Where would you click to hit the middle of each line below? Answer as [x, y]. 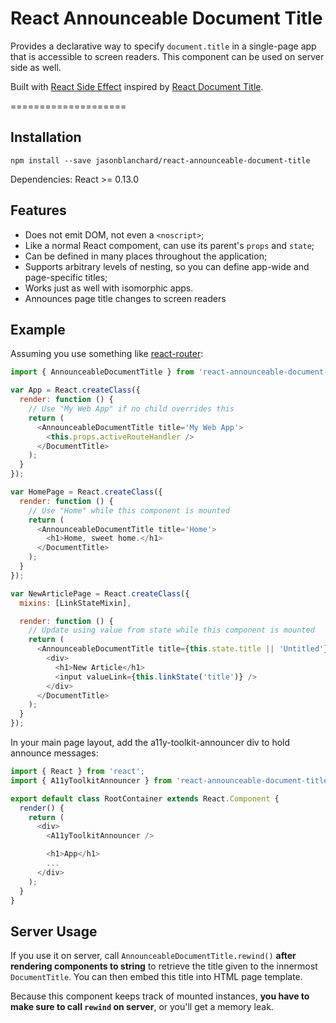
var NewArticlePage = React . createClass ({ [100, 593]
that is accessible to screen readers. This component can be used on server [167, 56]
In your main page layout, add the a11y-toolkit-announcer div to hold [150, 742]
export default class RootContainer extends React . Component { [145, 798]
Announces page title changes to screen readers [125, 298]
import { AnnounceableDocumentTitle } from [102, 372]
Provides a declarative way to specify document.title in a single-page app [163, 46]
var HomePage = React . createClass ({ [86, 492]
